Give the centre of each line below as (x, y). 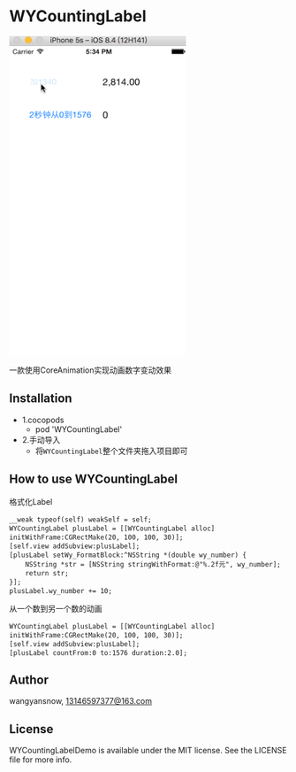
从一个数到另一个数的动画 (56, 608)
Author (29, 679)
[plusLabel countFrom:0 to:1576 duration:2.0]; (99, 652)
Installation (41, 399)
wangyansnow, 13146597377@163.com (81, 701)
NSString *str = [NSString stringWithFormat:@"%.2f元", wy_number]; (153, 564)
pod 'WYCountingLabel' (79, 429)
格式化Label (31, 501)
